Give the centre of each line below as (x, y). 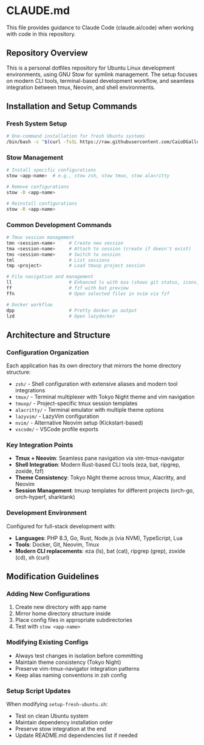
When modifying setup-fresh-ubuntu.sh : (57, 704)
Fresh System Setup (37, 124)
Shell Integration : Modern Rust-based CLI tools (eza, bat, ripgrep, (98, 465)
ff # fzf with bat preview (68, 288)
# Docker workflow (29, 305)
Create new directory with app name (61, 607)
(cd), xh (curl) (32, 557)
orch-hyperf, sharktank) (45, 497)
